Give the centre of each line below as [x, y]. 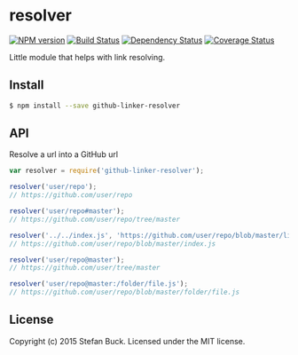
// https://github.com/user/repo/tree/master [94, 219]
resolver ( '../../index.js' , [61, 235]
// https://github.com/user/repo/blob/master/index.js [113, 244]
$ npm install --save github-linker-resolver [94, 106]
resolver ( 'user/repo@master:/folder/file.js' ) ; [99, 284]
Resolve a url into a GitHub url [63, 154]
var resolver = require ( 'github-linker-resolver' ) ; [106, 171]
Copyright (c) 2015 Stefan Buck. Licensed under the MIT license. [127, 341]
